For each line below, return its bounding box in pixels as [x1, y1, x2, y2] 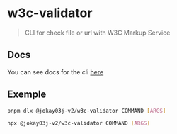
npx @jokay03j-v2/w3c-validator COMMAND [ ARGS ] [7, 120, 151, 127]
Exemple [7, 89, 47, 101]
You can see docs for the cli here [7, 67, 104, 76]
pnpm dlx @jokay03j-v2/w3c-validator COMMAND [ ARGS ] [7, 107, 166, 114]
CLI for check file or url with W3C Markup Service [24, 28, 171, 37]
